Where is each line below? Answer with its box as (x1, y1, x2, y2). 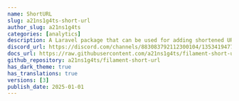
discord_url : (7, 43, 46, 51)
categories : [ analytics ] (7, 30, 81, 38)
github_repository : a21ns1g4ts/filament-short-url (7, 57, 161, 64)
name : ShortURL (7, 10, 53, 18)
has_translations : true (7, 70, 78, 77)
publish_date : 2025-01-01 (7, 83, 84, 90)
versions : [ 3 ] (7, 76, 50, 84)
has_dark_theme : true (7, 63, 72, 70)
